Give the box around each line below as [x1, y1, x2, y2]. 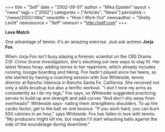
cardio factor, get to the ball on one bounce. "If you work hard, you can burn [5, 106, 160, 111]
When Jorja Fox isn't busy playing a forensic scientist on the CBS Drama [5, 53, 151, 59]
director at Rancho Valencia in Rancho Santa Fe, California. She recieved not [5, 79, 160, 85]
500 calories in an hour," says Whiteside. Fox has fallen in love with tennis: [5, 111, 156, 117]
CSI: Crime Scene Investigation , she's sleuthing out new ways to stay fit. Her [5, 59, 160, 64]
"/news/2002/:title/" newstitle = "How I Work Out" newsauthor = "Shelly [5, 15, 151, 20]
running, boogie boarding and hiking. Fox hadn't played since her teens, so [5, 69, 157, 75]
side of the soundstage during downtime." [5, 121, 90, 127]
